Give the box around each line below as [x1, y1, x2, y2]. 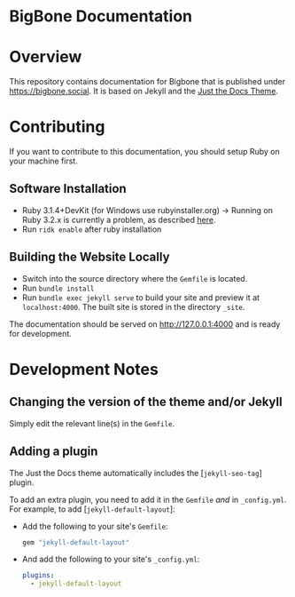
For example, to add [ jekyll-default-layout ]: [9, 504, 175, 514]
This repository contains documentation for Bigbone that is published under [9, 76, 286, 87]
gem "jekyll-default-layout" [21, 537, 130, 547]
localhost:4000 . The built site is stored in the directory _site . [21, 301, 245, 312]
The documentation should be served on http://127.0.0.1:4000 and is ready [9, 318, 281, 330]
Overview [9, 47, 82, 68]
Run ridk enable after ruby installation [21, 224, 162, 235]
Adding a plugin [9, 444, 98, 459]
